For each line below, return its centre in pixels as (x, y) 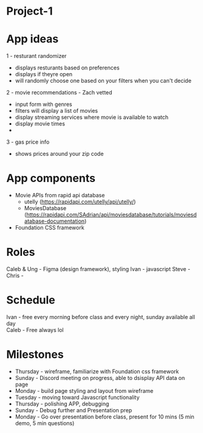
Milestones (35, 355)
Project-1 (29, 11)
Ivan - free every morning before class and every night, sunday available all (101, 317)
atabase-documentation (54, 221)
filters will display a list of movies (57, 111)
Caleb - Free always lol (35, 329)
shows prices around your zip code (59, 154)
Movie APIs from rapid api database (60, 195)
